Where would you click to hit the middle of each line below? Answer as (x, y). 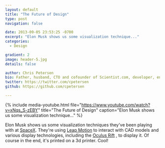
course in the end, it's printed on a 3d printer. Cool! (57, 140)
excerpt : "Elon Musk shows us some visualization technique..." (72, 37)
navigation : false (24, 23)
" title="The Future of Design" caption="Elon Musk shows (96, 110)
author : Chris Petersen (29, 73)
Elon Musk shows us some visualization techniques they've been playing (79, 125)
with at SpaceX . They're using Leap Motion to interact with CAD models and (82, 130)
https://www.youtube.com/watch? (116, 105)
